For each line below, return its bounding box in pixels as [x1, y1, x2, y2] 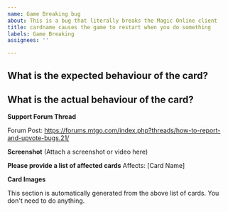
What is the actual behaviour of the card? [7, 93, 194, 105]
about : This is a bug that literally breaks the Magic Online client [7, 17, 218, 24]
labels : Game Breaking [7, 30, 75, 38]
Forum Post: [7, 126, 43, 135]
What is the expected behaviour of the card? [7, 69, 208, 82]
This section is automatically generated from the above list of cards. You [7, 189, 219, 198]
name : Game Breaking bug [7, 10, 81, 18]
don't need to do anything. [7, 196, 85, 205]
